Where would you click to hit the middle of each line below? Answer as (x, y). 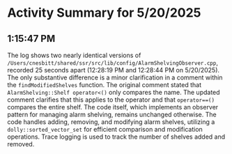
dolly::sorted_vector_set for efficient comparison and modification (105, 129)
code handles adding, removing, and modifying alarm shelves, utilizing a (111, 122)
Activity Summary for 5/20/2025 (104, 13)
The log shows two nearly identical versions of (74, 55)
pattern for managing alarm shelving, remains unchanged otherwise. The (112, 114)
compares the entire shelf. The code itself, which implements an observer (113, 107)
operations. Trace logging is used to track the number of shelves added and (116, 137)
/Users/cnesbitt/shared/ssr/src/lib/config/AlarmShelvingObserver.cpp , (113, 63)
